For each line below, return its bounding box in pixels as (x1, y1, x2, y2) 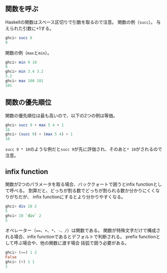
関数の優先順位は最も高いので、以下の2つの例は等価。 (5, 112, 118, 118)
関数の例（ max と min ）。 (5, 50, 52, 56)
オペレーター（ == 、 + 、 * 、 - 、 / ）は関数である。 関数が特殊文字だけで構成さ (5, 227, 160, 233)
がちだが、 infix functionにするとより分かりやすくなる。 (9, 194, 126, 200)
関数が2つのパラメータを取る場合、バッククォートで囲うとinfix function (5, 181, 153, 187)
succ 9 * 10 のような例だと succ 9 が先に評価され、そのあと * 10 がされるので (5, 146, 162, 152)
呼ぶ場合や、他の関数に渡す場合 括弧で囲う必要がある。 (14, 240, 129, 246)
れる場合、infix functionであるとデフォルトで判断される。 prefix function (5, 234, 156, 240)
